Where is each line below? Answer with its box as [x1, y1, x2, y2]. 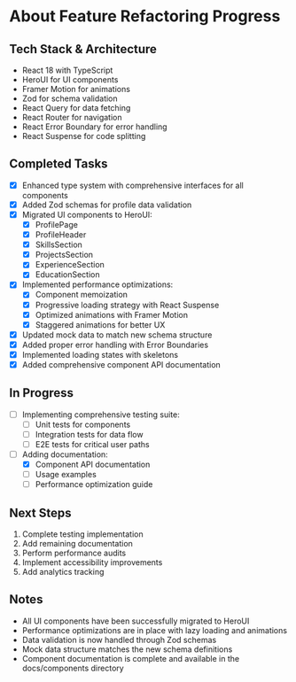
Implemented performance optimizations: [21, 279, 174, 290]
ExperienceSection [35, 260, 105, 270]
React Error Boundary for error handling [21, 121, 167, 132]
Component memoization [35, 290, 129, 300]
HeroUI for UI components [21, 74, 119, 85]
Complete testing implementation [21, 529, 144, 539]
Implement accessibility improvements [21, 557, 163, 568]
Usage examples [35, 469, 97, 480]
